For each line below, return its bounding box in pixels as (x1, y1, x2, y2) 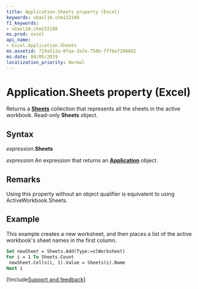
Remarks (6, 174, 41, 185)
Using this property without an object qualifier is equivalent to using (6, 191, 175, 198)
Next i (6, 265, 23, 272)
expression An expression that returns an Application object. (6, 157, 158, 164)
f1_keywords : (6, 20, 39, 26)
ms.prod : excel (6, 31, 45, 37)
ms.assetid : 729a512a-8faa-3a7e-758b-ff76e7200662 (6, 48, 136, 54)
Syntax (6, 129, 34, 139)
